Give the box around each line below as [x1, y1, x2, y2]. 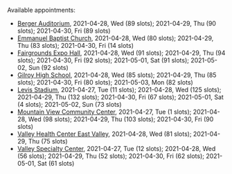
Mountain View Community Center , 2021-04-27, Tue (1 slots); [17, 107, 192, 116]
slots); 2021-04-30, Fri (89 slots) [17, 27, 111, 35]
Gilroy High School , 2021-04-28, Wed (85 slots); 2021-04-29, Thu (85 [17, 71, 217, 79]
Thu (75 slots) [28, 137, 68, 145]
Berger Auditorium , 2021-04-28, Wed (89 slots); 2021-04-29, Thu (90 [17, 19, 217, 27]
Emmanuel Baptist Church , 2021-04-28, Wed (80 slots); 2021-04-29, [17, 34, 214, 42]
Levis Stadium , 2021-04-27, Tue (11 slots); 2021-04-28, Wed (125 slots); [17, 86, 222, 94]
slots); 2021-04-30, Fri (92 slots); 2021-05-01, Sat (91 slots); [17, 56, 189, 64]
